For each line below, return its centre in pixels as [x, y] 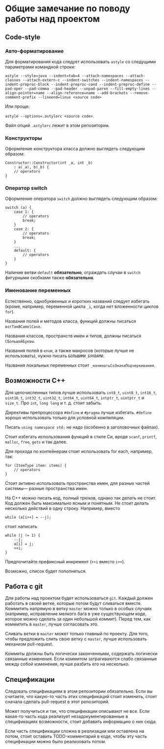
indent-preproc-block [27, 84]
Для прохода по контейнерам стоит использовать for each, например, [79, 451]
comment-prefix [21, 97]
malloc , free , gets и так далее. [36, 442]
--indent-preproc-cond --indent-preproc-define [101, 84]
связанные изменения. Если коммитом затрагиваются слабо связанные [81, 659]
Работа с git [24, 586]
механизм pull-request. [29, 644]
